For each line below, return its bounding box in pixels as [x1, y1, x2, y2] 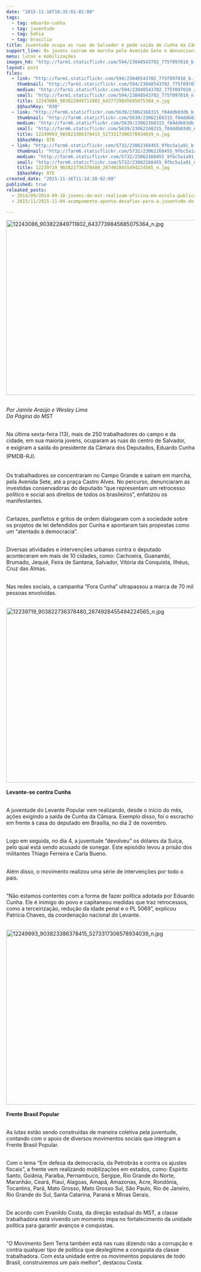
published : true [6, 182, 47, 188]
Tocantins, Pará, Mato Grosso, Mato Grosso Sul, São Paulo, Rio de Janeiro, [6, 1185, 190, 1192]
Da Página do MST [6, 413, 53, 420]
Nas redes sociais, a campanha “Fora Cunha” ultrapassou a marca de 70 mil [6, 583, 194, 590]
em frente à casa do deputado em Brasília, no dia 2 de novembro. [6, 819, 167, 827]
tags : [6, 14, 20, 20]
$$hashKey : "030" [17, 103, 60, 110]
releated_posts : [6, 187, 47, 193]
